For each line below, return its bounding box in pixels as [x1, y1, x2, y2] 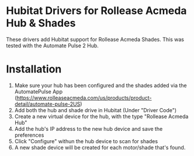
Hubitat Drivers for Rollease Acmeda [6, 4, 187, 18]
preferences [14, 131, 44, 138]
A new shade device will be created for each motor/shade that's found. [14, 144, 186, 151]
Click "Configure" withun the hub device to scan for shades [14, 137, 158, 144]
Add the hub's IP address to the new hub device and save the [14, 125, 163, 132]
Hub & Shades [6, 16, 76, 30]
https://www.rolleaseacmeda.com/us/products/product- [16, 94, 152, 101]
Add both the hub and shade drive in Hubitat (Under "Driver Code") [14, 106, 177, 113]
